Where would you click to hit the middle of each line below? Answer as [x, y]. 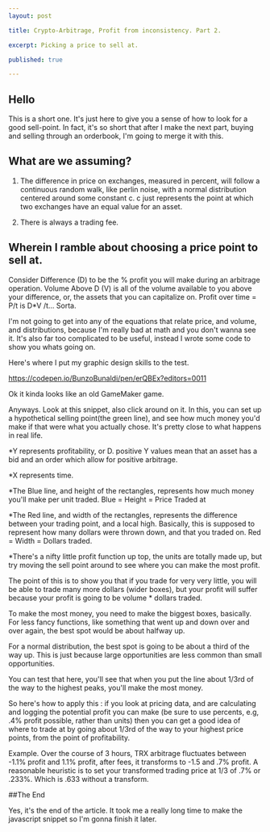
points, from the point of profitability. [69, 737]
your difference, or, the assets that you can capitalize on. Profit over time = [133, 296]
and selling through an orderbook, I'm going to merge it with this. [116, 136]
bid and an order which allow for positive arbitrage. [93, 459]
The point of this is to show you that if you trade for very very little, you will [133, 580]
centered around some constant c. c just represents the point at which [137, 198]
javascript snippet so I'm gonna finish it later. [83, 819]
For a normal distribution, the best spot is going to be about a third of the [129, 646]
